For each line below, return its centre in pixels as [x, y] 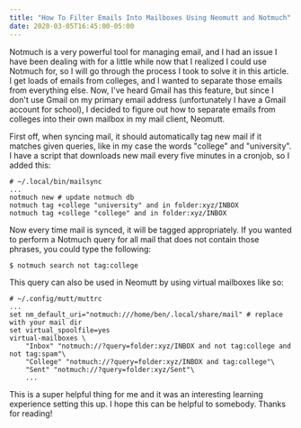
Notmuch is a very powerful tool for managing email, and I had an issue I [143, 51]
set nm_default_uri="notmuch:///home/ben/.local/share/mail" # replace [146, 314]
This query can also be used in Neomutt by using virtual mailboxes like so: [147, 282]
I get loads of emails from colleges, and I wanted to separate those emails [146, 80]
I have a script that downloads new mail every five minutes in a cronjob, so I [150, 155]
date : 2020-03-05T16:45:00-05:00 [72, 26]
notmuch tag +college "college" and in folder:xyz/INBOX [118, 213]
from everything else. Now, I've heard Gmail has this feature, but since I [142, 90]
